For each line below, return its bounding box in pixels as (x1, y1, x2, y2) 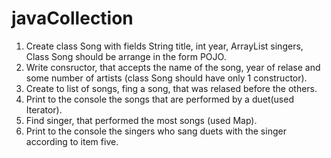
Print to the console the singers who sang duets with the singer (25, 125, 287, 137)
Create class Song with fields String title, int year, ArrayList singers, (25, 40, 304, 52)
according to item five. (25, 135, 119, 147)
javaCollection (11, 7, 134, 30)
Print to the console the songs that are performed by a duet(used (25, 93, 294, 105)
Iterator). (25, 103, 63, 116)
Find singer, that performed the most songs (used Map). (25, 114, 258, 126)
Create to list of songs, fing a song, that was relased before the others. (25, 82, 318, 94)
